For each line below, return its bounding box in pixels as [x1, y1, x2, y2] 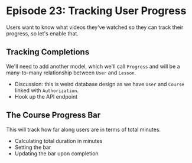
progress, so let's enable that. [6, 30, 79, 37]
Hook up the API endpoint [14, 93, 78, 100]
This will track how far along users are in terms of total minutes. [6, 126, 161, 133]
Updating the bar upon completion [14, 149, 99, 157]
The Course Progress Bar [6, 110, 101, 120]
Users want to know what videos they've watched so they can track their [6, 24, 184, 31]
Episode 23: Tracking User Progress [6, 4, 187, 18]
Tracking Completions [6, 47, 90, 57]
